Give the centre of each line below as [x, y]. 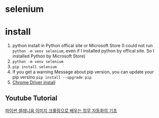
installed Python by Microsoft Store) [49, 56]
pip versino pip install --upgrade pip [52, 77]
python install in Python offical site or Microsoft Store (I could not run [82, 46]
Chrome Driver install [34, 82]
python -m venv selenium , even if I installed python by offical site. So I [83, 51]
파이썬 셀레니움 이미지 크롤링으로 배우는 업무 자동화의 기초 [61, 111]
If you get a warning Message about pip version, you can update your [83, 72]
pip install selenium [34, 67]
